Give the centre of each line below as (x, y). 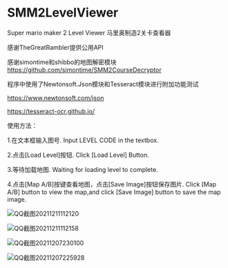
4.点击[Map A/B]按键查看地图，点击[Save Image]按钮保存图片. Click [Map (112, 184)
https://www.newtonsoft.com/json (56, 97)
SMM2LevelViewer (63, 13)
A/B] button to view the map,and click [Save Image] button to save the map (114, 192)
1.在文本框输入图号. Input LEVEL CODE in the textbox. (83, 140)
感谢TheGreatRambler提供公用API (55, 47)
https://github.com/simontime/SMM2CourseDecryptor (84, 70)
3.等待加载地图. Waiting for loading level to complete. (83, 169)
